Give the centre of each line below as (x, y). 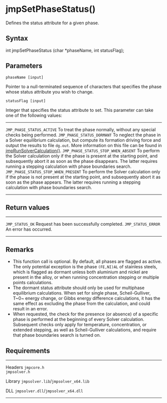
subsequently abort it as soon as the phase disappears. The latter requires (82, 161)
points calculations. (33, 283)
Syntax (17, 38)
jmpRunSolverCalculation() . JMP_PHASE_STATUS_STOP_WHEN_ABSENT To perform (83, 151)
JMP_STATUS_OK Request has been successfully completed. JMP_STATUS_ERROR (83, 224)
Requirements (28, 351)
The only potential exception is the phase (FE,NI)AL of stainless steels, (85, 267)
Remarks (20, 249)
